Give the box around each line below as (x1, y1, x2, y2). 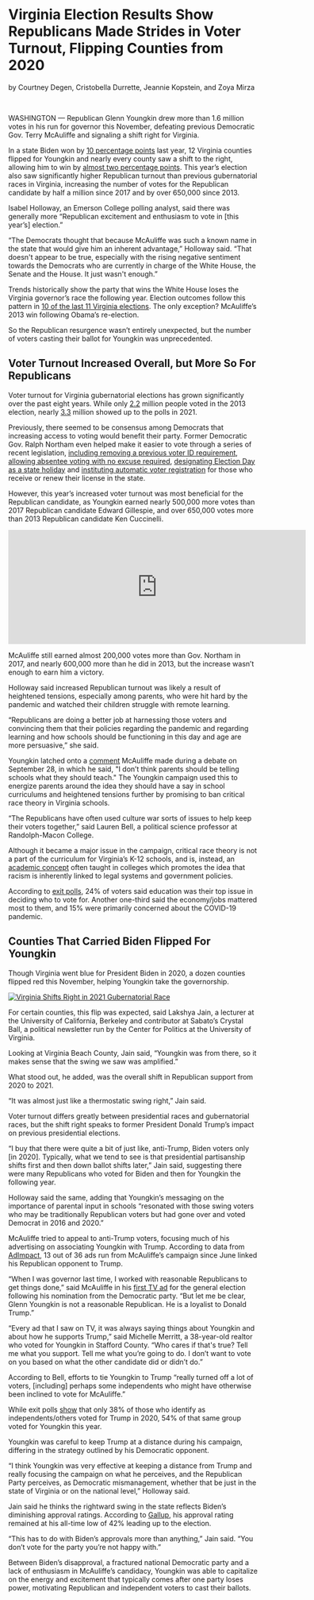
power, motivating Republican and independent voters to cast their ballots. (8, 1583, 251, 1592)
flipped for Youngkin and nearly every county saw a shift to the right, (8, 153, 233, 164)
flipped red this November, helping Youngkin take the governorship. (8, 976, 230, 986)
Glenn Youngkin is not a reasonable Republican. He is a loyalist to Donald (8, 1299, 247, 1308)
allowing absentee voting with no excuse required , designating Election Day (8, 456, 255, 466)
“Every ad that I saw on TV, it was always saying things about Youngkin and (8, 1323, 255, 1332)
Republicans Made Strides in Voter (8, 22, 242, 41)
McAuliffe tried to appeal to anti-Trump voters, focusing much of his (8, 1233, 230, 1243)
